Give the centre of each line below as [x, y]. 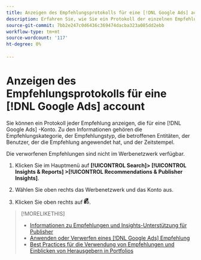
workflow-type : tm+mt [33, 32]
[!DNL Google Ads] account [76, 106]
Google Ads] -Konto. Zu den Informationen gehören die [74, 129]
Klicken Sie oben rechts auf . [53, 202]
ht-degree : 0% [24, 44]
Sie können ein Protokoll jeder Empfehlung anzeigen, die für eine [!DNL [94, 123]
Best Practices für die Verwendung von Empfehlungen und [102, 244]
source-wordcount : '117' [37, 38]
